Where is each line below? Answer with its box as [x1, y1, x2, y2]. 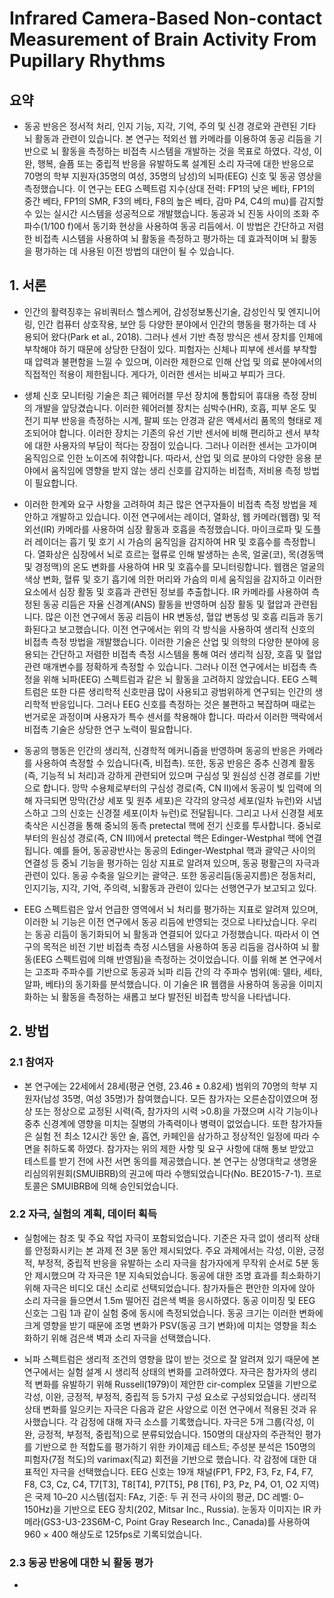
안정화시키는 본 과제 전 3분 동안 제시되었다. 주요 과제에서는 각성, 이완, [34, 1244, 307, 1256]
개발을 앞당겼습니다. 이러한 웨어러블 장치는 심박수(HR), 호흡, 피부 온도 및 [34, 402, 317, 414]
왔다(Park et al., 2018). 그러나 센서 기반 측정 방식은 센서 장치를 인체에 [50, 330, 324, 342]
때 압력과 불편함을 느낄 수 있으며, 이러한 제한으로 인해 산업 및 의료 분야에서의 [23, 355, 323, 367]
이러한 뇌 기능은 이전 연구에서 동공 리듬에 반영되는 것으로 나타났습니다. [23, 915, 299, 927]
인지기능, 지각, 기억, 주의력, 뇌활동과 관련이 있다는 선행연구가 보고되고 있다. [23, 882, 317, 894]
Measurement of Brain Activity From [9, 28, 317, 51]
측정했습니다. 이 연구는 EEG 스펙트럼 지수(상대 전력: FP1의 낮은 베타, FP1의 [23, 183, 316, 194]
